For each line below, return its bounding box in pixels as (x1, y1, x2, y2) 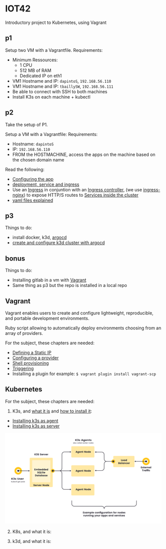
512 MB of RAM (19, 67, 52, 73)
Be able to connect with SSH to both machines (12, 88, 108, 95)
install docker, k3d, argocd (12, 235, 67, 241)
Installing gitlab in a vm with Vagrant (12, 277, 87, 283)
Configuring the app (12, 176, 54, 182)
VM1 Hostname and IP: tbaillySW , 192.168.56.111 (12, 83, 113, 89)
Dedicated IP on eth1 (19, 73, 62, 79)
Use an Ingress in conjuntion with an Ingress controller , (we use (12, 186, 142, 192)
